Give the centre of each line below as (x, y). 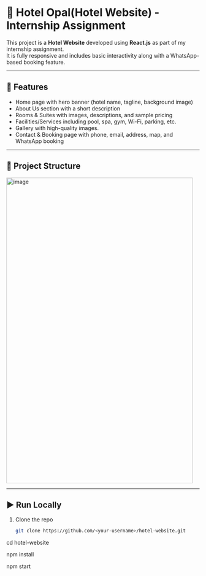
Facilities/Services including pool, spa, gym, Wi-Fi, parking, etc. (96, 121)
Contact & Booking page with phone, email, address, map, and (94, 134)
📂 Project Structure (44, 166)
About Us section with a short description (68, 108)
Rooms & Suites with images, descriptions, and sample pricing (94, 115)
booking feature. (44, 62)
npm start (19, 566)
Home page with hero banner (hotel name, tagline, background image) (104, 102)
